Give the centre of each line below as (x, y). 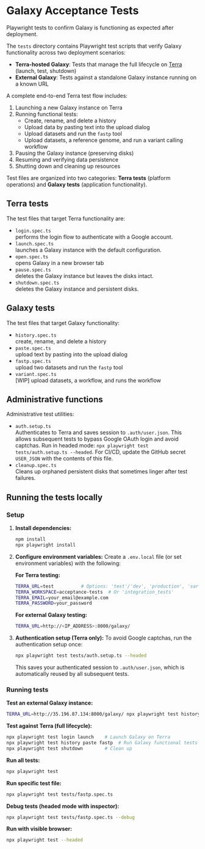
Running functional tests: (46, 114)
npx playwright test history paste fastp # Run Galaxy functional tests (102, 743)
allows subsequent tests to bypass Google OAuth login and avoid (97, 439)
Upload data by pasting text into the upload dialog (87, 127)
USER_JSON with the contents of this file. (64, 458)
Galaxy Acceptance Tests (73, 11)
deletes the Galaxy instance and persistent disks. (77, 289)
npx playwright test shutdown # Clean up (69, 748)
